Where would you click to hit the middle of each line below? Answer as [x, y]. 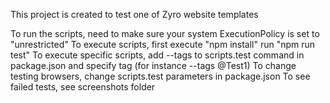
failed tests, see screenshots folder [83, 87]
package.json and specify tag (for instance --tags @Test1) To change [153, 65]
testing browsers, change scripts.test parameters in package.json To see [160, 76]
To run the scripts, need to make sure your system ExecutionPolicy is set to [165, 33]
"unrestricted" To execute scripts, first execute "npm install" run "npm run [163, 44]
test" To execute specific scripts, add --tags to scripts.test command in [157, 55]
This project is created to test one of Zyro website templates [134, 14]
